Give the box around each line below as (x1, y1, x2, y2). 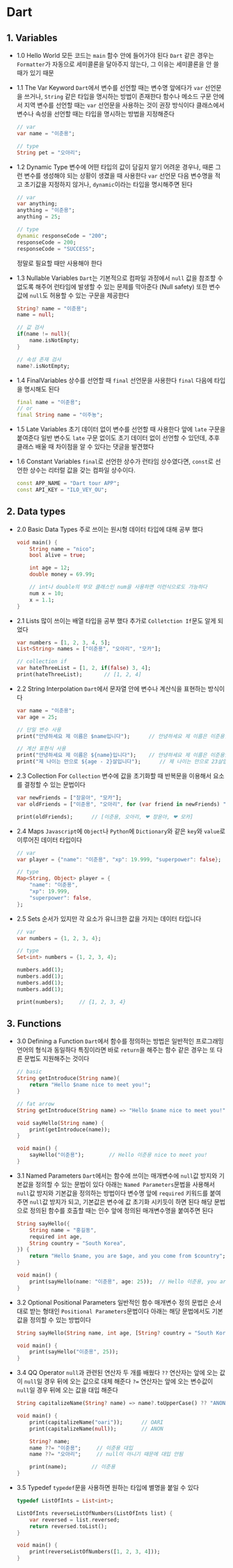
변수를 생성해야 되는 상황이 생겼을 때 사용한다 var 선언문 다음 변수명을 (24, 171, 214, 180)
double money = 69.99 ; (29, 571, 95, 578)
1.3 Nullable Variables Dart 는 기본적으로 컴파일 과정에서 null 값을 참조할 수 (16, 273, 223, 282)
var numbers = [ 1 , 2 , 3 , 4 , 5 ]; (16, 639, 111, 646)
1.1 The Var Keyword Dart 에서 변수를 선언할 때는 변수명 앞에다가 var (16, 84, 203, 91)
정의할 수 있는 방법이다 (29, 1315, 92, 1324)
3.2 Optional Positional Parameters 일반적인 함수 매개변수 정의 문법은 (16, 1298, 209, 1307)
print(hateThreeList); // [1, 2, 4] (16, 671, 142, 678)
